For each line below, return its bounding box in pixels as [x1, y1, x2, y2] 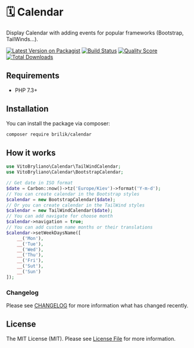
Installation [6, 104, 49, 114]
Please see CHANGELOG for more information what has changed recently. [6, 302, 189, 309]
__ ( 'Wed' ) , [17, 247, 44, 252]
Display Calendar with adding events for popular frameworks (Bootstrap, [6, 29, 184, 36]
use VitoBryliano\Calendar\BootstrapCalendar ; [6, 169, 124, 175]
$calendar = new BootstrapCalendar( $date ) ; [6, 196, 116, 202]
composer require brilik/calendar [6, 131, 92, 137]
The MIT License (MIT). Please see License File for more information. [6, 335, 176, 342]
